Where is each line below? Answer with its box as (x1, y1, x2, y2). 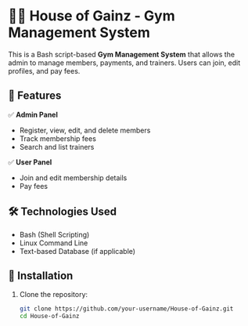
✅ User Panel (8, 157, 52, 167)
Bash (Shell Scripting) (19, 230, 90, 239)
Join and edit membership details (19, 172, 128, 183)
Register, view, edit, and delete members (19, 125, 151, 135)
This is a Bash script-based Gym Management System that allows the (8, 49, 235, 59)
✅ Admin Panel (8, 110, 59, 119)
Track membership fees (19, 133, 96, 143)
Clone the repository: (19, 290, 88, 299)
